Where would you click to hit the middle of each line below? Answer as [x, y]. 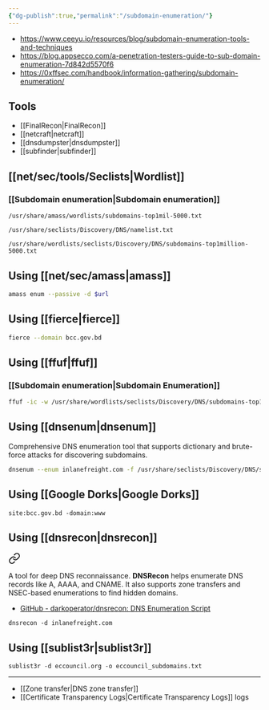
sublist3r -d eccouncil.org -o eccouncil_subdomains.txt [105, 667]
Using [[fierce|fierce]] [64, 319]
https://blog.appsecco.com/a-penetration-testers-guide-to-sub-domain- [140, 55]
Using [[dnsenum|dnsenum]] [82, 427]
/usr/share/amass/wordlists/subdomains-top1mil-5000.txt [105, 216]
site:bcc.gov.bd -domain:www [57, 513]
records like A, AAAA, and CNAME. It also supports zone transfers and [124, 584]
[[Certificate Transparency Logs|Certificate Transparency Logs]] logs [134, 697]
